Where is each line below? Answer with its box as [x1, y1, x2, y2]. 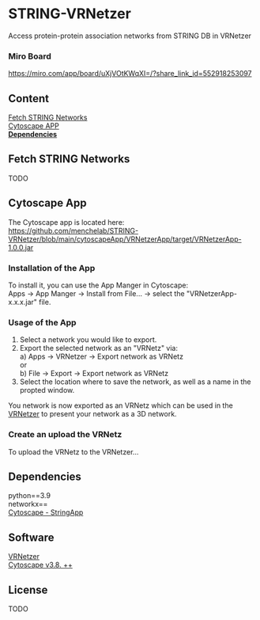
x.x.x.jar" [8, 297, 38, 306]
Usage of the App [8, 317, 77, 328]
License [8, 583, 48, 596]
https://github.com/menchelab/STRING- [8, 226, 139, 235]
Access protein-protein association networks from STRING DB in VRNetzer [8, 31, 251, 40]
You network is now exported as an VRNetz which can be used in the [8, 401, 233, 410]
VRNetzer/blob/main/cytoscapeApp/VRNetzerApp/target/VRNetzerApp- [8, 234, 243, 244]
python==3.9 [8, 491, 51, 500]
